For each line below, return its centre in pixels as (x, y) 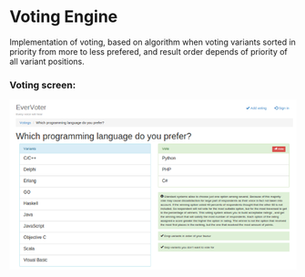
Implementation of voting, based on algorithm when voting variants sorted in (152, 42)
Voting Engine (64, 17)
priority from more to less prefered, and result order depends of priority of (149, 51)
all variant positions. (47, 61)
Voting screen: (43, 85)
